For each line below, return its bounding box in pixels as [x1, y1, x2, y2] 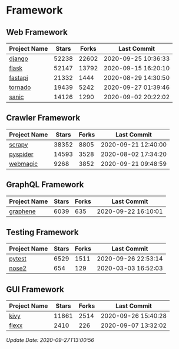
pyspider [9, 150, 34, 158]
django [9, 54, 28, 63]
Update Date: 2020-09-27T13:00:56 [6, 337, 94, 344]
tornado [9, 83, 31, 92]
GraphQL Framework [6, 180, 84, 190]
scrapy [9, 140, 28, 148]
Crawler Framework [6, 113, 81, 123]
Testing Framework [6, 227, 79, 237]
